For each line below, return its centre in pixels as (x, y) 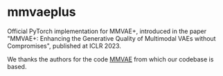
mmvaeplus (42, 12)
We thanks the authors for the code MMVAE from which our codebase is (110, 59)
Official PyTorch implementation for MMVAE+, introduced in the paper (107, 31)
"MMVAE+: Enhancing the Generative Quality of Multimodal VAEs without (111, 38)
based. (17, 66)
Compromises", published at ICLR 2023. (64, 46)
